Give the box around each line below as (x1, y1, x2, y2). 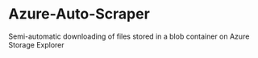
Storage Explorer (8, 39, 64, 49)
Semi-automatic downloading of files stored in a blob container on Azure (8, 31, 250, 41)
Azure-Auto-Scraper (8, 5, 151, 23)
